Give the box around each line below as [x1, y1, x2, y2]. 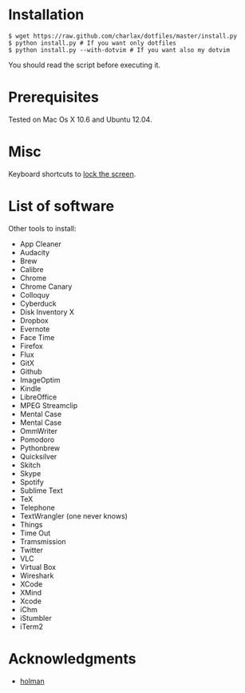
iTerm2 [19, 622, 44, 631]
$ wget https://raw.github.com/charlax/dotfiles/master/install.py [8, 32, 238, 40]
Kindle [19, 383, 41, 393]
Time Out [19, 528, 51, 538]
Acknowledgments [8, 650, 137, 667]
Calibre [19, 264, 44, 274]
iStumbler [19, 613, 52, 623]
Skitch [19, 460, 41, 470]
